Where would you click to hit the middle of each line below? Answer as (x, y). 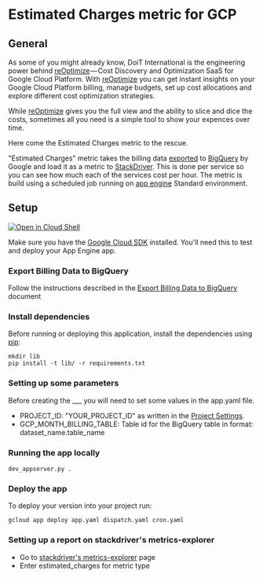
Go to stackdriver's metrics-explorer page (87, 557)
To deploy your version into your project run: (80, 506)
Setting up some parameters (64, 383)
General (28, 44)
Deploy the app (38, 488)
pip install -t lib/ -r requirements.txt (77, 363)
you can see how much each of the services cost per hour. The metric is (125, 175)
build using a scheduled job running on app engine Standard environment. (128, 183)
